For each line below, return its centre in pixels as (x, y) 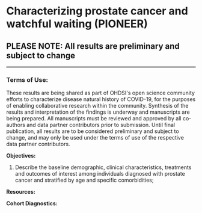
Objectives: (21, 156)
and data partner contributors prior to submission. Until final (101, 125)
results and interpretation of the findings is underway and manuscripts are (98, 112)
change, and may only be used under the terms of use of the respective (95, 138)
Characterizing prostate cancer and (97, 11)
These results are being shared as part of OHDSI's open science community (101, 93)
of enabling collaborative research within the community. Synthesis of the (97, 106)
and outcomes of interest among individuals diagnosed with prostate (100, 174)
